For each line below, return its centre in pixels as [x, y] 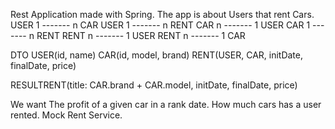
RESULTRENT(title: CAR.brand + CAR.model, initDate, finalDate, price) [154, 85]
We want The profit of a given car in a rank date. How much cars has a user [166, 104]
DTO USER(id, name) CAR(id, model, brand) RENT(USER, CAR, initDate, [157, 55]
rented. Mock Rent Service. [66, 115]
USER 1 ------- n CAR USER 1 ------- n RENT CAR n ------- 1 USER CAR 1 [160, 25]
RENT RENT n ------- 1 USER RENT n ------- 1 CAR [141, 35]
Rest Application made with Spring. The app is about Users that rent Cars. [162, 14]
